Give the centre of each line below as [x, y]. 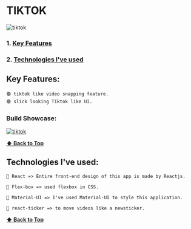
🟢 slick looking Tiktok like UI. [49, 101]
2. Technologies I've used [45, 60]
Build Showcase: [32, 118]
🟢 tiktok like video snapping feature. [58, 94]
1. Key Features [29, 43]
